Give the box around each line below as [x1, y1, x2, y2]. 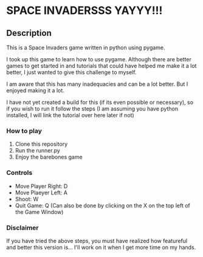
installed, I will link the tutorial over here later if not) [6, 112, 135, 118]
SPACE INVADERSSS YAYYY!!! [6, 4, 163, 18]
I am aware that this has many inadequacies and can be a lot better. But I [6, 80, 188, 87]
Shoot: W [15, 195, 39, 202]
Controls [6, 168, 33, 177]
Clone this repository [15, 140, 68, 148]
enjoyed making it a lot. [6, 87, 65, 94]
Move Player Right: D [15, 182, 68, 190]
